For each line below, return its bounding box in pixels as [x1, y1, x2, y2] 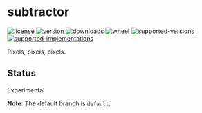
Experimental [7, 85, 45, 94]
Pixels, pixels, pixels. [7, 48, 66, 56]
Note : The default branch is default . [7, 99, 111, 107]
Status [7, 68, 37, 79]
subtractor [7, 4, 70, 20]
